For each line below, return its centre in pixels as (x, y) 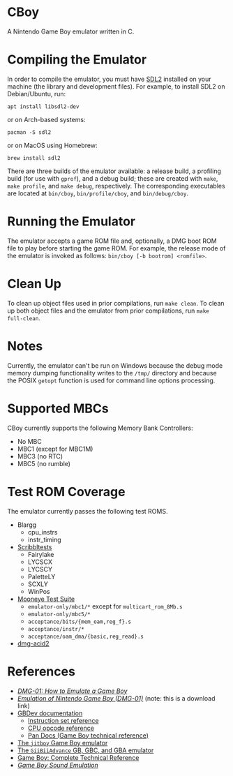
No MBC (29, 441)
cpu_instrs (43, 532)
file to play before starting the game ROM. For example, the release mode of (116, 248)
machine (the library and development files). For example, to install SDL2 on (116, 86)
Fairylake (41, 554)
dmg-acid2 (33, 643)
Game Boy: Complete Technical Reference (78, 757)
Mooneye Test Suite (46, 599)
